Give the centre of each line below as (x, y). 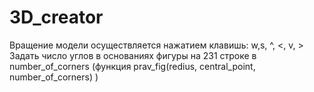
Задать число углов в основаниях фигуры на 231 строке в (133, 55)
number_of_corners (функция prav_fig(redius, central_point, (132, 66)
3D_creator (56, 17)
